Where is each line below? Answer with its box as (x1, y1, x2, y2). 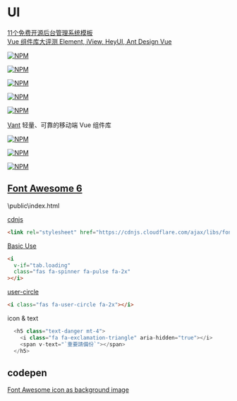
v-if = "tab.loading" (13, 262, 71, 269)
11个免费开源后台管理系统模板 (7, 28, 93, 37)
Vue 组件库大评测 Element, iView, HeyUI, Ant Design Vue (7, 37, 172, 46)
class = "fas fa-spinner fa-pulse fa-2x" (13, 268, 131, 275)
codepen (7, 366, 47, 378)
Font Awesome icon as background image (7, 385, 129, 394)
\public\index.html (7, 201, 60, 210)
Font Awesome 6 (7, 183, 83, 195)
